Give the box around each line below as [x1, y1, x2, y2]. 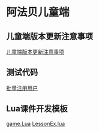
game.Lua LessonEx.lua [6, 120, 65, 127]
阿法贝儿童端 [6, 5, 70, 19]
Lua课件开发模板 [6, 104, 68, 114]
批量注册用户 [6, 84, 38, 92]
